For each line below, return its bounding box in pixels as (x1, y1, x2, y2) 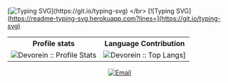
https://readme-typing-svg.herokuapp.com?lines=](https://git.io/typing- (9, 14, 221, 23)
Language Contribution (104, 39, 185, 48)
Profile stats (32, 39, 75, 48)
